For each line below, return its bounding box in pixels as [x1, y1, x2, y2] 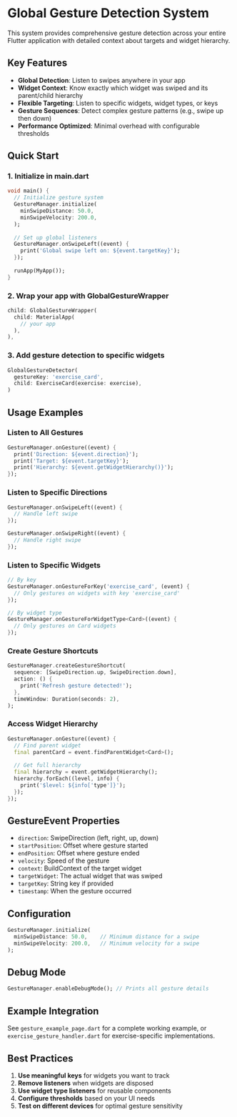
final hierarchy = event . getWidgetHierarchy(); [14, 768, 158, 776]
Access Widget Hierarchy [7, 719, 99, 729]
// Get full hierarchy [14, 762, 81, 769]
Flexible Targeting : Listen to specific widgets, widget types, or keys [17, 99, 218, 107]
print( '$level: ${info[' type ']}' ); [20, 781, 126, 789]
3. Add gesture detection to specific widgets [7, 350, 165, 360]
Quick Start [7, 150, 59, 162]
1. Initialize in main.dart [7, 172, 89, 182]
